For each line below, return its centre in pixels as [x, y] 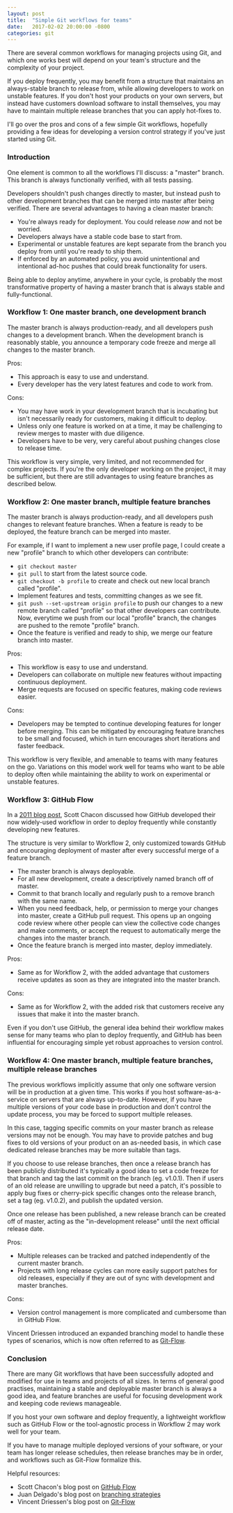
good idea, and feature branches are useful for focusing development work [115, 1396]
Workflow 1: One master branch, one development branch [107, 312]
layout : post [26, 14]
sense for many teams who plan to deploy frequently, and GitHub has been [115, 1035]
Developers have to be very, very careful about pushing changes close [119, 440]
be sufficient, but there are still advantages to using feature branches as [111, 476]
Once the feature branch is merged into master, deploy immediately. [115, 945]
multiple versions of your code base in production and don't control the [109, 1107]
